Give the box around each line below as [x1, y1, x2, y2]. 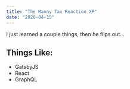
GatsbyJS [14, 63, 39, 71]
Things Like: [6, 47, 53, 58]
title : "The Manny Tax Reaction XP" [6, 8, 97, 15]
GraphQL [14, 76, 38, 83]
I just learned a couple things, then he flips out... [6, 30, 125, 37]
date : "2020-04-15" [6, 14, 55, 20]
